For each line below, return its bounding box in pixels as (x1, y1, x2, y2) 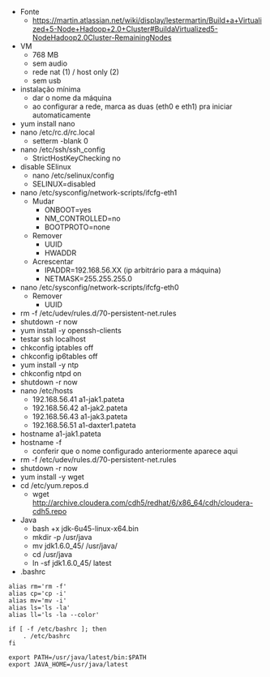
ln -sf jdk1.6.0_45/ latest (32, 559, 112, 568)
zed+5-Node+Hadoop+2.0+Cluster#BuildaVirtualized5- (32, 24, 219, 33)
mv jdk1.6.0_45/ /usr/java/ (32, 541, 118, 551)
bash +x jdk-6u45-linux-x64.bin (32, 524, 139, 533)
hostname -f (19, 438, 62, 447)
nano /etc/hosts (19, 386, 74, 396)
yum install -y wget (19, 472, 85, 482)
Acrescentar (32, 257, 75, 266)
